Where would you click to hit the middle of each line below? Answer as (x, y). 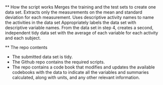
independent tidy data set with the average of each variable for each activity (81, 33)
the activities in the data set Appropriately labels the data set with (71, 22)
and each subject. (23, 38)
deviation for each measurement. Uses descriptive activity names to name (80, 17)
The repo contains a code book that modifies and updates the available (83, 67)
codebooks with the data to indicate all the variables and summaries (81, 72)
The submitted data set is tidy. (42, 57)
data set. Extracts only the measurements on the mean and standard (74, 12)
